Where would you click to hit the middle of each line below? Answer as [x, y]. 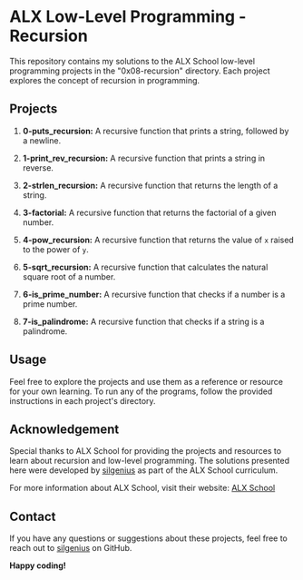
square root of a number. [69, 276]
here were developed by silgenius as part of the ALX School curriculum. [144, 470]
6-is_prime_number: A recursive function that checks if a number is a [154, 294]
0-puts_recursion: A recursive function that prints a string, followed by [156, 131]
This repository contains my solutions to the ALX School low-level [132, 61]
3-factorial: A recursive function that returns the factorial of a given [149, 212]
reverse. [38, 167]
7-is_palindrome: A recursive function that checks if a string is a [143, 321]
